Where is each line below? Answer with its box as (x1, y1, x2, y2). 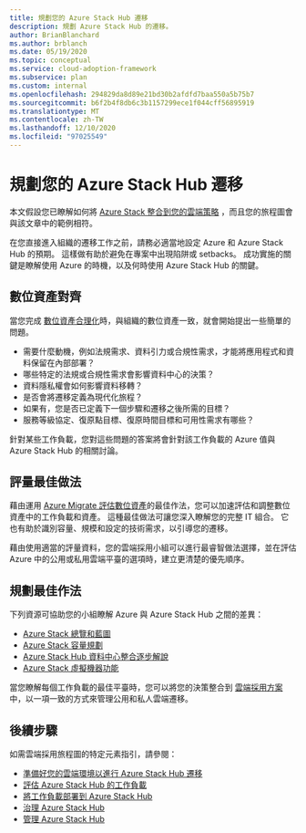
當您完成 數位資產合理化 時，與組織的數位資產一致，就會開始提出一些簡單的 (9, 315, 291, 326)
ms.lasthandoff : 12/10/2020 (9, 124, 117, 133)
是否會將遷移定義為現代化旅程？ (22, 391, 143, 402)
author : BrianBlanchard (9, 30, 100, 39)
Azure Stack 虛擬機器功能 (22, 662, 119, 673)
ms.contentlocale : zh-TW (9, 115, 104, 124)
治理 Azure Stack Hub (22, 802, 105, 813)
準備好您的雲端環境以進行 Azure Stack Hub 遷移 (22, 768, 203, 779)
